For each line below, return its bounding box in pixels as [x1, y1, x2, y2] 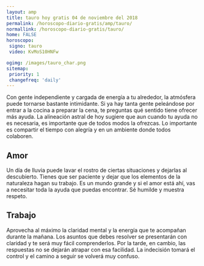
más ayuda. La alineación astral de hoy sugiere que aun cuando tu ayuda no [6, 113, 198, 120]
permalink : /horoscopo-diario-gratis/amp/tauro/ [6, 20, 133, 26]
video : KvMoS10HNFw [9, 49, 59, 55]
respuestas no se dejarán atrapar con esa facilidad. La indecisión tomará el [6, 246, 195, 253]
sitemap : [6, 65, 29, 72]
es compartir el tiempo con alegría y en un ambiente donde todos [6, 126, 171, 133]
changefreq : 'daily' [9, 77, 62, 83]
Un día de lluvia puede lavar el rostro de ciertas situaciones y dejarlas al [6, 166, 188, 174]
